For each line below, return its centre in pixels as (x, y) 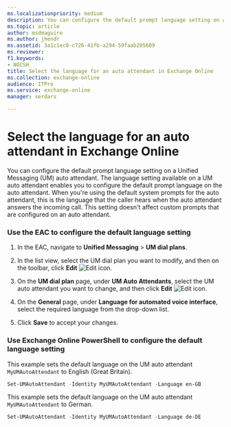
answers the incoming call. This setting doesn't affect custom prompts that (113, 207)
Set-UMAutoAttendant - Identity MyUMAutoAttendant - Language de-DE (104, 417)
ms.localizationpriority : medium (55, 13)
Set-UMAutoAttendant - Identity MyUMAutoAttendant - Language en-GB (104, 384)
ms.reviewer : (26, 52)
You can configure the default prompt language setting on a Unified (103, 170)
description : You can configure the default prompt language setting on (113, 20)
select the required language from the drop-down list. (93, 309)
